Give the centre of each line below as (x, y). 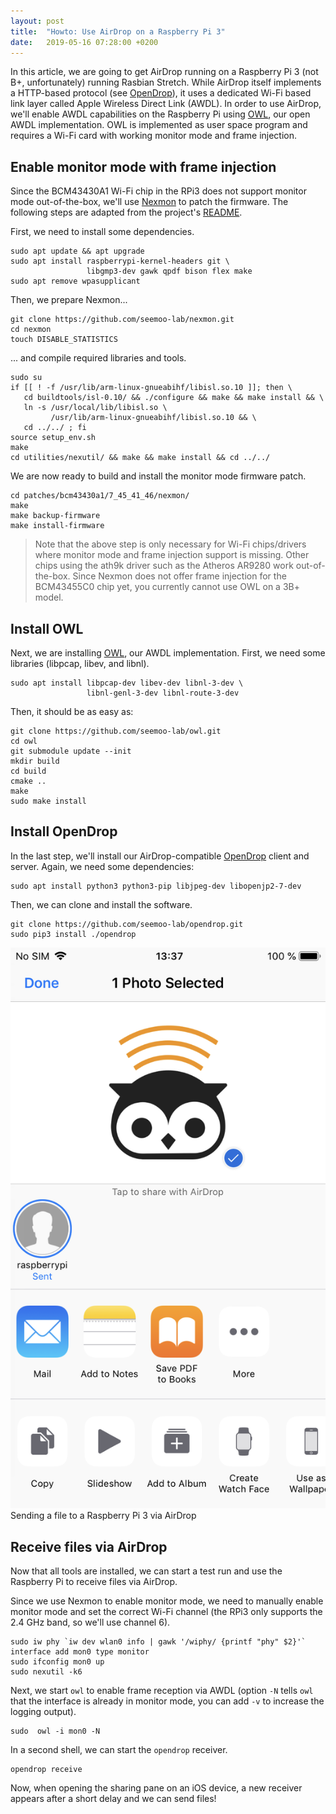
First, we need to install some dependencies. (102, 232)
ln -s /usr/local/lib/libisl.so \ (95, 408)
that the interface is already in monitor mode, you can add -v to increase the (167, 1701)
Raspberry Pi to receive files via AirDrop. (94, 1582)
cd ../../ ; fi (55, 428)
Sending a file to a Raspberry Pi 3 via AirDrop (103, 1516)
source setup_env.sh (53, 438)
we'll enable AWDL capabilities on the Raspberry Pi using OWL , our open (160, 114)
